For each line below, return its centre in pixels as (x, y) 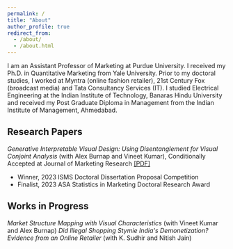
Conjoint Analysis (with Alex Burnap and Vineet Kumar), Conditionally (107, 156)
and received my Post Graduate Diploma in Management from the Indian (111, 103)
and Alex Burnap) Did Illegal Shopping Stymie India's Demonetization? (108, 230)
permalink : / (26, 14)
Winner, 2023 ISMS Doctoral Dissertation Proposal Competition (108, 177)
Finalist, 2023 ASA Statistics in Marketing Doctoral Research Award (114, 184)
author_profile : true (39, 26)
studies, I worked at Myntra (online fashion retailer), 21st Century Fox (106, 80)
